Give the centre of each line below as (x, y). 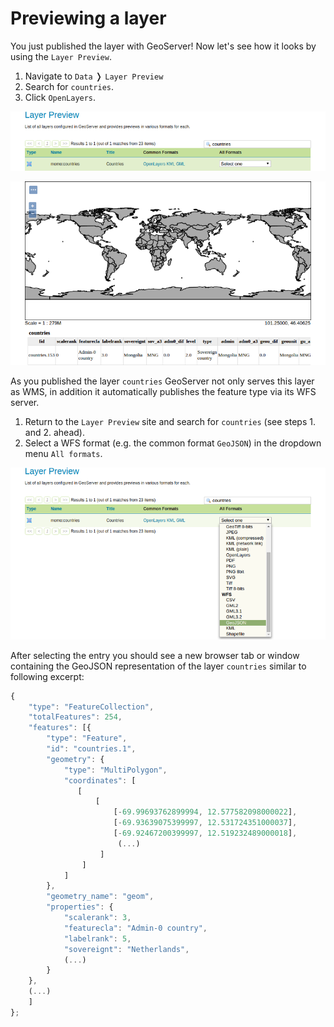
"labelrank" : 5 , (97, 938)
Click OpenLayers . (60, 97)
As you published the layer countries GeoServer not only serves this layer (162, 381)
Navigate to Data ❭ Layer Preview (94, 76)
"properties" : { (80, 907)
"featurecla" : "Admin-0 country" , (135, 928)
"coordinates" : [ (100, 780)
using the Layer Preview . (61, 56)
